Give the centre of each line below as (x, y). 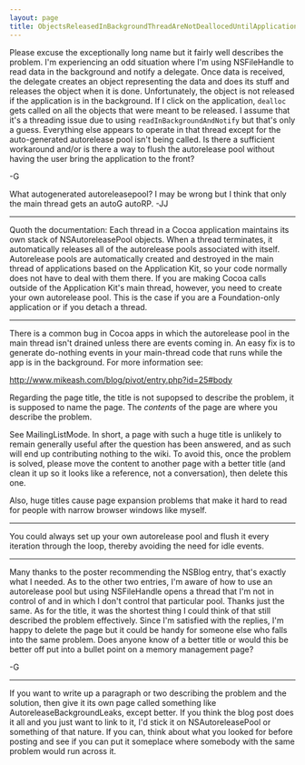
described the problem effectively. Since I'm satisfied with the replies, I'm (147, 620)
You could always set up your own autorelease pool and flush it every (139, 536)
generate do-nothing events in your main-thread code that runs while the (146, 352)
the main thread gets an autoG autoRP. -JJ (89, 203)
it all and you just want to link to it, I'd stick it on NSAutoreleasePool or (140, 722)
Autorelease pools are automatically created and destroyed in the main (142, 258)
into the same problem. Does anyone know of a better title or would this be (149, 639)
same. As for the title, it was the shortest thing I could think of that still (140, 610)
